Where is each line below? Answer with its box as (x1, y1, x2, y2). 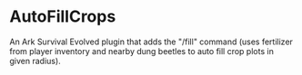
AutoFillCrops (9, 6, 116, 27)
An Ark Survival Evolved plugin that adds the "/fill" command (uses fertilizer (9, 36, 294, 47)
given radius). (9, 55, 61, 66)
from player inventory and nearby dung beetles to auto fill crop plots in (9, 45, 275, 56)
